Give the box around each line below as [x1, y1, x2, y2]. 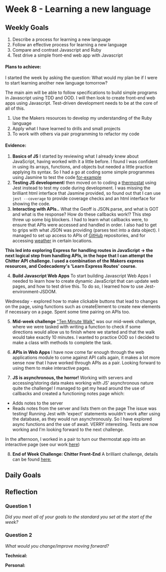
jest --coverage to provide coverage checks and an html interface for [12, 195, 156, 202]
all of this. [5, 105, 25, 111]
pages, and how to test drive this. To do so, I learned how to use [12, 283, 144, 289]
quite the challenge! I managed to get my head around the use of [12, 385, 145, 391]
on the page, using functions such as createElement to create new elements [5, 304, 161, 310]
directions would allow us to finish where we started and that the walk [12, 329, 155, 335]
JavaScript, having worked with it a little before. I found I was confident [12, 159, 158, 164]
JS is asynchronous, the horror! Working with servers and [12, 375, 133, 381]
